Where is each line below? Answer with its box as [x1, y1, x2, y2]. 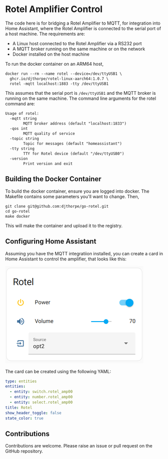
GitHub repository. [5, 448, 44, 454]
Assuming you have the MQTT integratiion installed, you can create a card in [5, 250, 163, 256]
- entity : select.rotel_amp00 [10, 400, 73, 405]
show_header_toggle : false [5, 410, 62, 415]
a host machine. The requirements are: [5, 31, 85, 37]
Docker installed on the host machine [12, 51, 90, 57]
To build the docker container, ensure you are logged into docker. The [5, 188, 149, 194]
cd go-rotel [5, 209, 30, 214]
